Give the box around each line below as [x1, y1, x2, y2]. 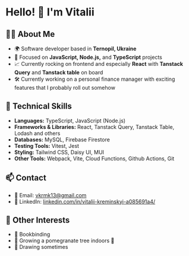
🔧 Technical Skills [5, 101, 73, 112]
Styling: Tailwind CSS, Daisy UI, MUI [14, 148, 105, 156]
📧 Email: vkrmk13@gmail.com [14, 191, 87, 198]
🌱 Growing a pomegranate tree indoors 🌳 [14, 237, 115, 244]
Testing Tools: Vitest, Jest [14, 142, 80, 149]
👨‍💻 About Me [5, 29, 55, 39]
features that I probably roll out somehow [14, 84, 115, 91]
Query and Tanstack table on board [14, 69, 103, 76]
